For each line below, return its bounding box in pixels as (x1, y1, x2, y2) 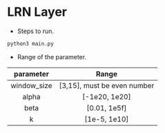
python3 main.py (7, 40, 54, 47)
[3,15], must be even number (59, 81, 155, 90)
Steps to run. (17, 27, 54, 35)
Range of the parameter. (17, 52, 87, 61)
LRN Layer (7, 4, 68, 20)
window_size (10, 81, 53, 90)
